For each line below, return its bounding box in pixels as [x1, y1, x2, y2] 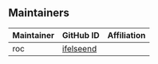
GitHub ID [62, 29, 100, 40]
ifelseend [62, 43, 97, 54]
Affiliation [107, 29, 146, 40]
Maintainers [8, 6, 70, 20]
